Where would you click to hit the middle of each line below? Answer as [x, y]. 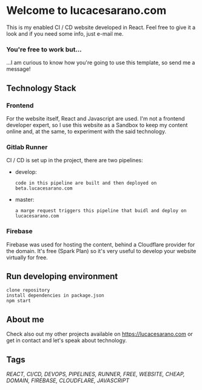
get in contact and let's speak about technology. [67, 340]
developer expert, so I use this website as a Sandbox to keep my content [97, 125]
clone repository [28, 290]
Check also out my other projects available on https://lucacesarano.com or [99, 334]
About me [25, 319]
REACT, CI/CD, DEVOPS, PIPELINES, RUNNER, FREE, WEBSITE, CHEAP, [96, 374]
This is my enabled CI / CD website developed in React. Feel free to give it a [101, 27]
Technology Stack [41, 88]
